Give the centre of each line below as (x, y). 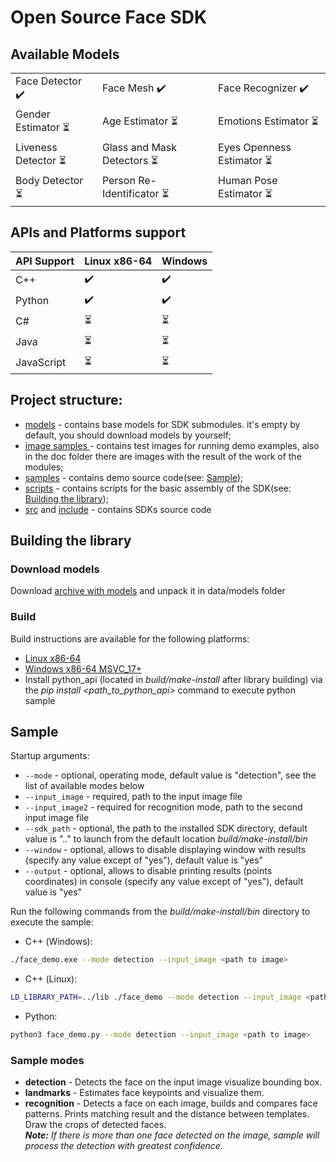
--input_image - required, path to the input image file (133, 797)
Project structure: (66, 400)
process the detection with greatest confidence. (123, 1146)
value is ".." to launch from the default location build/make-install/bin (166, 839)
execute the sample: (52, 922)
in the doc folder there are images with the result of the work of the (163, 456)
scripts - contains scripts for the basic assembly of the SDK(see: (158, 488)
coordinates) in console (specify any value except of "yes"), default (164, 882)
